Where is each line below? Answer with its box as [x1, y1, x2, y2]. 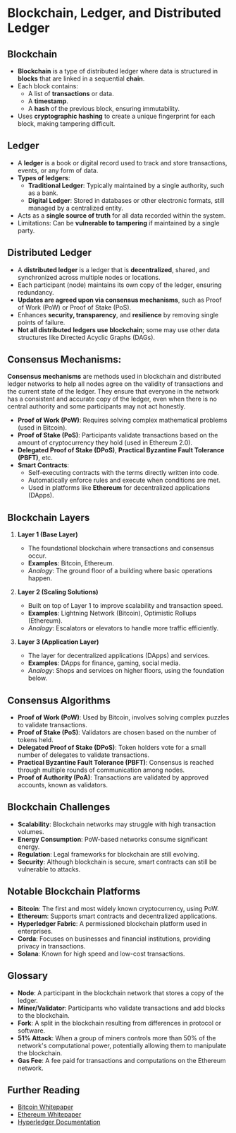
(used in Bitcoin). [17, 423, 68, 432]
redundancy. [17, 288, 54, 296]
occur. [27, 551, 47, 560]
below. [27, 674, 48, 683]
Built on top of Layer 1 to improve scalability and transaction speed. [27, 601, 223, 610]
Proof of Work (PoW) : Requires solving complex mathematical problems [17, 416, 228, 425]
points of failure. [17, 318, 66, 327]
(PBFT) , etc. [17, 454, 53, 462]
